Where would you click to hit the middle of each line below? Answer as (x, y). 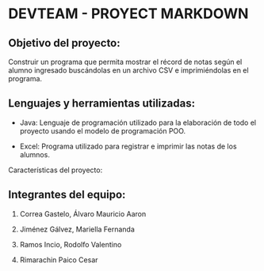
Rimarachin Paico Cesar (59, 260)
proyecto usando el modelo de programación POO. (103, 130)
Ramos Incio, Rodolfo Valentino (71, 244)
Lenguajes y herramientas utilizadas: (102, 104)
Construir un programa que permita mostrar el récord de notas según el (125, 62)
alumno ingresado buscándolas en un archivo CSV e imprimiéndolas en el (128, 70)
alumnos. (34, 154)
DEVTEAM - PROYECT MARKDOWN (128, 14)
